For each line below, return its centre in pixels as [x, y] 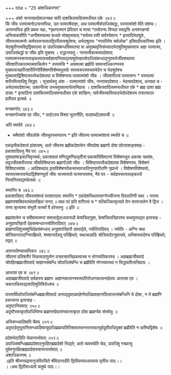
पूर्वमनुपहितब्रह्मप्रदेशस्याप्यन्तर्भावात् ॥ [34, 349]
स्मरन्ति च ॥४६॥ [19, 190]
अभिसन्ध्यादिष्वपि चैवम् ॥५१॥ [29, 322]
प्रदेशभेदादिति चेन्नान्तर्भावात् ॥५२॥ [32, 338]
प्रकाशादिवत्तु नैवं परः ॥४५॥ [27, 151]
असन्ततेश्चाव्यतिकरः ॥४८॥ [27, 251]
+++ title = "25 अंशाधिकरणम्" [33, 8]
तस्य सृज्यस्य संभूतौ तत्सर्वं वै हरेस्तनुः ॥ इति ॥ [42, 207]
